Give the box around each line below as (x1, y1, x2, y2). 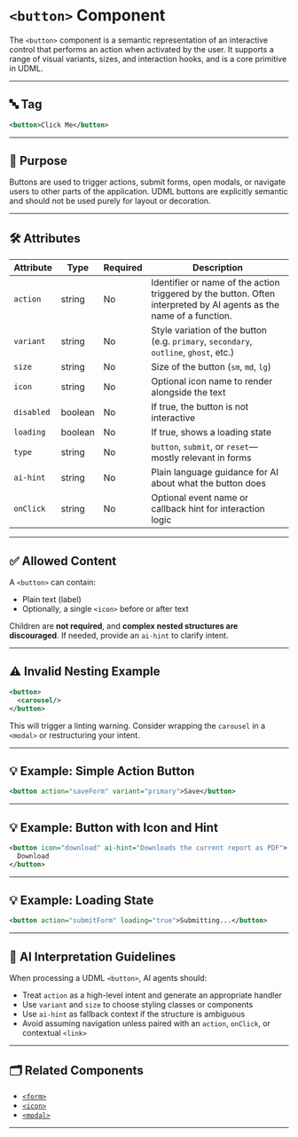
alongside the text (151, 387, 226, 399)
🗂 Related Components (9, 1063, 144, 1078)
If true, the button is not (151, 401, 249, 413)
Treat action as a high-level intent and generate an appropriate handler (21, 990, 282, 1000)
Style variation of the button (151, 325, 268, 337)
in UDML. (9, 63, 43, 74)
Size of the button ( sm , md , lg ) (151, 361, 272, 373)
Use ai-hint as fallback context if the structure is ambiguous (21, 1008, 246, 1020)
